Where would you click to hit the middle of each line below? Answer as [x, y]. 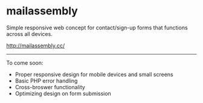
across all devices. [29, 34]
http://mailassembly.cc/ [36, 46]
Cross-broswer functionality [50, 87]
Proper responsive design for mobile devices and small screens [94, 74]
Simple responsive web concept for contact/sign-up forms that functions [97, 28]
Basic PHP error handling [46, 81]
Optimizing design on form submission [63, 93]
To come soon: [25, 63]
